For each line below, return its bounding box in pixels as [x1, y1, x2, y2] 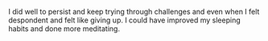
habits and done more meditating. [8, 24, 121, 33]
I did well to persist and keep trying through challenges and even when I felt [8, 7, 260, 16]
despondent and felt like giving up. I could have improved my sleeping [8, 15, 241, 25]
